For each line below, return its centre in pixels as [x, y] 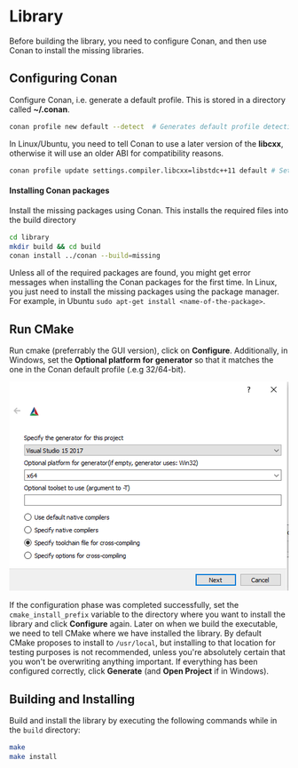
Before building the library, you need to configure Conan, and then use [138, 41]
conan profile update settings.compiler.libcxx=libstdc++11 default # [142, 171]
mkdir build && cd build [55, 246]
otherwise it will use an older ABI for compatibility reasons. [117, 153]
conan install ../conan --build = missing [85, 256]
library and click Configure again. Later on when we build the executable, [144, 624]
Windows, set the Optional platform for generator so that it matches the [141, 360]
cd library [29, 237]
